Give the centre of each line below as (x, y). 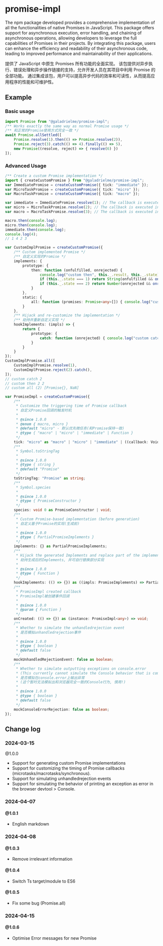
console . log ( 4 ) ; (21, 234)
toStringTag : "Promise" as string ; (50, 479)
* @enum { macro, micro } (42, 424)
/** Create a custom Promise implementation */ (54, 176)
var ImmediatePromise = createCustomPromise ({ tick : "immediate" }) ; (77, 185)
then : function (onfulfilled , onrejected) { (77, 270)
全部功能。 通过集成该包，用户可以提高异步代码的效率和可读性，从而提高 (78, 76)
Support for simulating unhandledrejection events (62, 779)
